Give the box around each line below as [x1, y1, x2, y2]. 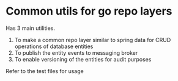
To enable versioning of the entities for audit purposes [14, 55, 152, 63]
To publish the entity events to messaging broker [14, 49, 138, 56]
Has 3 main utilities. [6, 24, 56, 32]
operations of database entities [14, 43, 94, 50]
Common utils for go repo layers [6, 4, 172, 18]
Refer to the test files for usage [6, 67, 84, 74]
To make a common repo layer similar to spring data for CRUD [14, 36, 171, 43]
